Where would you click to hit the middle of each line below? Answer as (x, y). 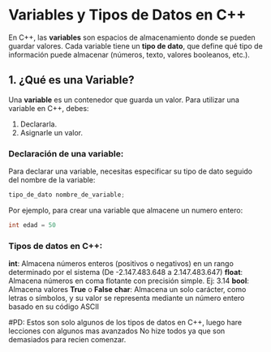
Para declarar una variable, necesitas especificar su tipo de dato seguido (131, 171)
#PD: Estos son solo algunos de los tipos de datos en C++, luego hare (125, 323)
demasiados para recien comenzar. (67, 340)
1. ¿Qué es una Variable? (71, 80)
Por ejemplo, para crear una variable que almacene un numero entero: (126, 210)
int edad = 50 (32, 225)
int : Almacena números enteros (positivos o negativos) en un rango (121, 264)
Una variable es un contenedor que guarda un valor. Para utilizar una (124, 100)
